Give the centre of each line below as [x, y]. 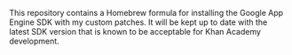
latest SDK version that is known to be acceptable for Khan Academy [135, 31]
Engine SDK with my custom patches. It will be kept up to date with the [138, 22]
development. [34, 41]
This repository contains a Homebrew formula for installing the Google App [146, 13]
